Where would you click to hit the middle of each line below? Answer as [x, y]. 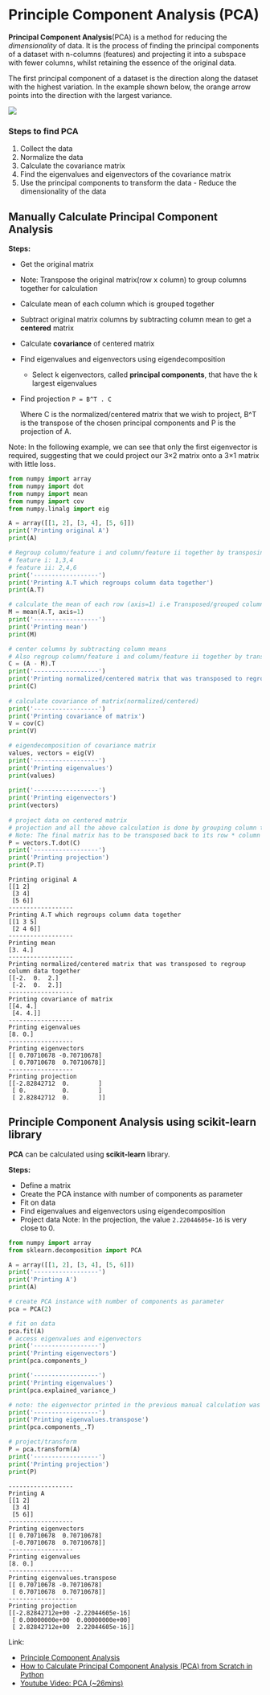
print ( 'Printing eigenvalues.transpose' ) [79, 1420]
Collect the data [46, 149]
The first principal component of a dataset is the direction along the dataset [133, 78]
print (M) [23, 634]
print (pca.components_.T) [51, 1427]
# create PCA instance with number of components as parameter [117, 1302]
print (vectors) [34, 805]
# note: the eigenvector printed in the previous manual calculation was [135, 1405]
